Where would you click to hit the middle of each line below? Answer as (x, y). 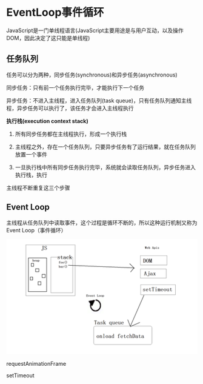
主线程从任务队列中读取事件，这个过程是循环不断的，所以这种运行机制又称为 (102, 223)
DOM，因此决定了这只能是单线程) (48, 38)
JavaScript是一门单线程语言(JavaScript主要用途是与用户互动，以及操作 (95, 30)
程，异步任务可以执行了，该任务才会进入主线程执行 (70, 108)
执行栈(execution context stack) (48, 121)
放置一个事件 (31, 154)
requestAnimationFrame (36, 363)
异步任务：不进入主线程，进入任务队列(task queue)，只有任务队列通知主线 (99, 100)
